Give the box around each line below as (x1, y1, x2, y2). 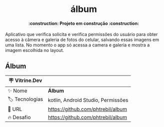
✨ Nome (7, 87, 27, 94)
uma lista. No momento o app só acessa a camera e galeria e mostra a (5, 42, 150, 48)
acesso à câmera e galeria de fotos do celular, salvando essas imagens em (5, 36, 160, 43)
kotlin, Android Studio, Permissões (48, 96, 129, 103)
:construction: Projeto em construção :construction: (28, 20, 140, 26)
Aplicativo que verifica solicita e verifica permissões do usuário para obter (5, 31, 158, 37)
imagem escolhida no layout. (5, 47, 64, 53)
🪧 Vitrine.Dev (8, 77, 42, 84)
